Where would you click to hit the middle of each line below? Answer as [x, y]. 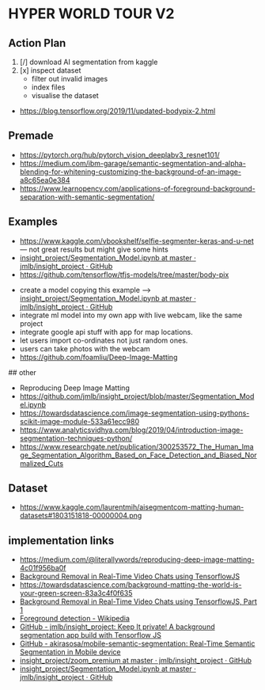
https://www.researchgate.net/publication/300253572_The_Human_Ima [137, 446]
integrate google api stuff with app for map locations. [106, 332]
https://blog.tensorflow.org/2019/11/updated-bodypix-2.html [117, 111]
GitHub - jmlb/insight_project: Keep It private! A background [117, 627]
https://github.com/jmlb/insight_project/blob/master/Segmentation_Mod [137, 396]
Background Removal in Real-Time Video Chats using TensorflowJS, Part [138, 601]
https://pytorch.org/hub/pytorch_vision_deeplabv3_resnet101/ [119, 154]
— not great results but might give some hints [94, 249]
